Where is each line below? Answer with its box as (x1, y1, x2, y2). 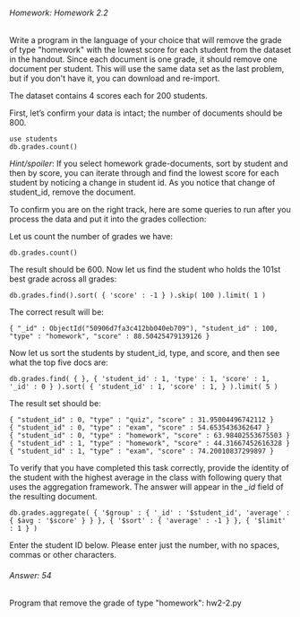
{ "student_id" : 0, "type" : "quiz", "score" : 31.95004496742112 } (9, 415, 275, 425)
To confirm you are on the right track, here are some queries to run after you (9, 204, 291, 215)
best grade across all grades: (9, 274, 117, 284)
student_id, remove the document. (9, 187, 136, 197)
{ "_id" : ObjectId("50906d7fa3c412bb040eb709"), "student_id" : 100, (9, 324, 279, 334)
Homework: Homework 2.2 (9, 7, 109, 18)
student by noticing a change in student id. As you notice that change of (9, 178, 276, 188)
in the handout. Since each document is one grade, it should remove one (9, 54, 278, 65)
